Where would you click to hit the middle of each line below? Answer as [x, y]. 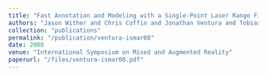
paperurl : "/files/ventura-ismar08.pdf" [76, 60]
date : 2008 [26, 45]
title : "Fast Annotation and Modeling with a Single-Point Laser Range [129, 15]
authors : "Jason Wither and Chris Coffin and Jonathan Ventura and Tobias [135, 23]
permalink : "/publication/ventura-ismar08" [81, 38]
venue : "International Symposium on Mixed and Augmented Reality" [120, 52]
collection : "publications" [55, 30]
